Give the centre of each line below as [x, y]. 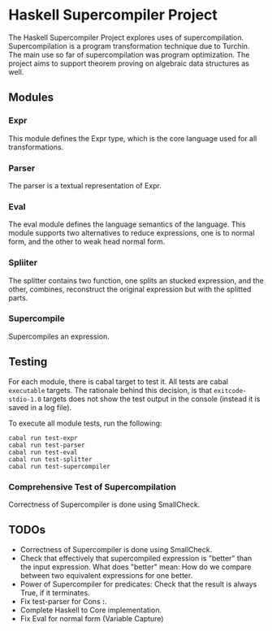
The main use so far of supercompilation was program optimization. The [129, 54]
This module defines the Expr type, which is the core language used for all [133, 138]
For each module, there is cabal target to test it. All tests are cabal [119, 381]
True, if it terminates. [55, 592]
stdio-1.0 [25, 400]
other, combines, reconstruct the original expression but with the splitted [130, 289]
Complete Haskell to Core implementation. [91, 610]
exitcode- [230, 391]
